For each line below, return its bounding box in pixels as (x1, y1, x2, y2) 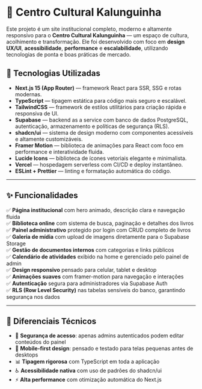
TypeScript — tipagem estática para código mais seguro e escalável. (14, 97, 187, 104)
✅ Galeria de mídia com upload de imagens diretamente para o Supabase (6, 233, 189, 240)
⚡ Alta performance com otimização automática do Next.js (14, 376, 162, 384)
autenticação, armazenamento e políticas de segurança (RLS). (14, 123, 170, 130)
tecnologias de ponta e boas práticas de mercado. (6, 51, 131, 58)
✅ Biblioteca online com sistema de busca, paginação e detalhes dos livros (6, 219, 194, 227)
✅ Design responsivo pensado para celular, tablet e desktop (6, 266, 157, 273)
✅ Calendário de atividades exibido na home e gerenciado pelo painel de (6, 253, 189, 260)
